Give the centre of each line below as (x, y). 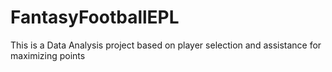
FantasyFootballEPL (95, 17)
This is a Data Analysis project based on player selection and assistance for (166, 45)
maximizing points (48, 55)
